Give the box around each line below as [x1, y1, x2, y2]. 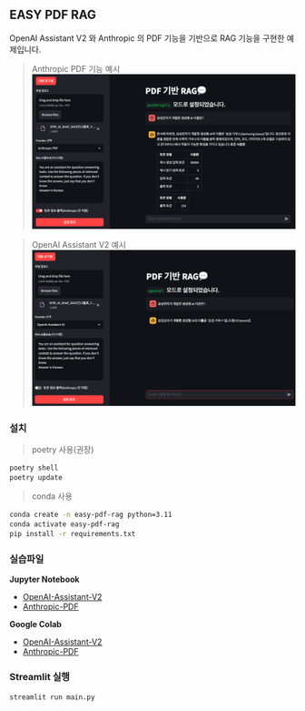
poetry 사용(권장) [31, 444, 94, 455]
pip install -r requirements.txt [9, 529, 136, 538]
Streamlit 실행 [9, 670, 71, 683]
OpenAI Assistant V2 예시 [31, 239, 127, 249]
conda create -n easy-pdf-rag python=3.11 [9, 510, 172, 520]
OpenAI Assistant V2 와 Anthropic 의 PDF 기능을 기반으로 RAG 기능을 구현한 [9, 32, 285, 44]
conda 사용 [31, 491, 73, 502]
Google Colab [9, 619, 62, 630]
